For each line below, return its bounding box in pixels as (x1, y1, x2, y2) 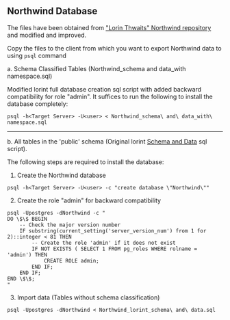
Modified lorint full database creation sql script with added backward (7, 85, 202, 93)
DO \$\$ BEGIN (7, 215, 48, 222)
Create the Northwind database (16, 171, 106, 179)
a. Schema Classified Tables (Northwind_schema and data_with (7, 64, 186, 72)
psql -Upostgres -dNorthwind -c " (7, 209, 106, 216)
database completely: (7, 99, 68, 108)
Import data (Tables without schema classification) (16, 293, 160, 302)
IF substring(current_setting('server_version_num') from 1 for (19, 227, 207, 235)
